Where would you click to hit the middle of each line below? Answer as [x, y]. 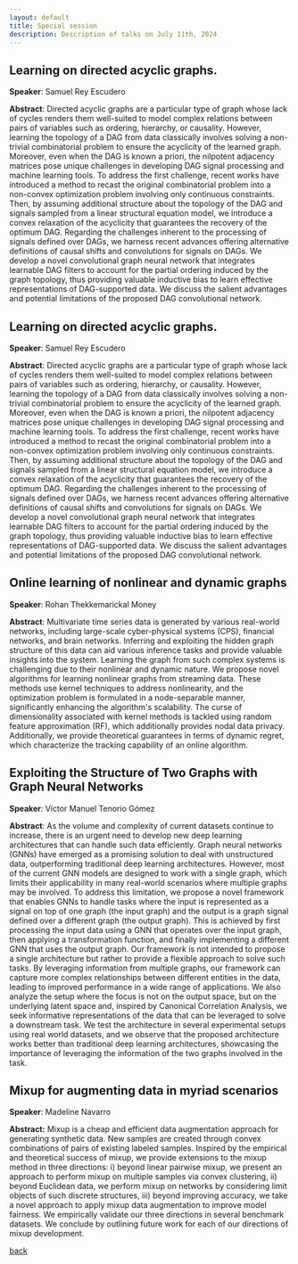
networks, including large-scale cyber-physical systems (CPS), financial [142, 631]
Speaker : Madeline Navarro [60, 1112]
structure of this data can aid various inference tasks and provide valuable [146, 650]
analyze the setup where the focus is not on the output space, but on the [143, 996]
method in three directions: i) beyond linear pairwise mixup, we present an [146, 1167]
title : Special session [54, 26]
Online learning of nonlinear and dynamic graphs [148, 583]
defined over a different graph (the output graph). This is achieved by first [145, 921]
